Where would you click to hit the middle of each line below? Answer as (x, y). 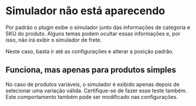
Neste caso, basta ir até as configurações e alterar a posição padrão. (90, 51)
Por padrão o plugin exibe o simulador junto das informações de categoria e (98, 27)
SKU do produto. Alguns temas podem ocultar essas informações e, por (93, 33)
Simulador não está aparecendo (85, 11)
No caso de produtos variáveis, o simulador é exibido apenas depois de (93, 84)
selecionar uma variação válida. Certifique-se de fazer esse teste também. (96, 91)
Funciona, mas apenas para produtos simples (91, 70)
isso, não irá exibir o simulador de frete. (54, 40)
